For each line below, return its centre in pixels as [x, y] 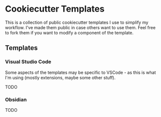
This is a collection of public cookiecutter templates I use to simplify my [77, 22]
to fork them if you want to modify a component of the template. [69, 33]
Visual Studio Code [28, 62]
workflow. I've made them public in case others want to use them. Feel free [80, 27]
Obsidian [16, 100]
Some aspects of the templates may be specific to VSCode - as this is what [80, 72]
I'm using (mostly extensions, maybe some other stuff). [60, 77]
